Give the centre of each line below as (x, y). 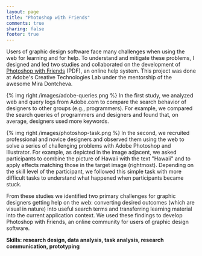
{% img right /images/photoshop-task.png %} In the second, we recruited (98, 133)
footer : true (23, 34)
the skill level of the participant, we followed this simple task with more (94, 172)
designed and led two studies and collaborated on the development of (93, 65)
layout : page (23, 12)
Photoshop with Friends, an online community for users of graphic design (97, 222)
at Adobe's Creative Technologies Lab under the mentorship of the (89, 77)
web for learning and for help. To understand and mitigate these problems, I (100, 58)
